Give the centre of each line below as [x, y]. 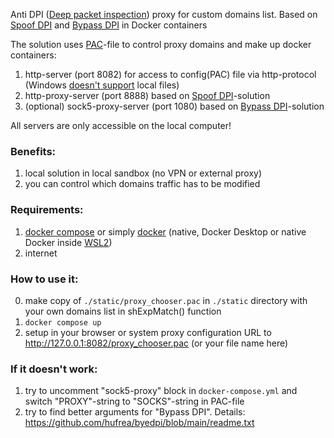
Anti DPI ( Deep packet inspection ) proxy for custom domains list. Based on [164, 14]
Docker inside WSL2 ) [68, 242]
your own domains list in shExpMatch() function [123, 311]
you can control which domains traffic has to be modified [142, 184]
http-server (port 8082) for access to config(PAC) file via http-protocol [170, 74]
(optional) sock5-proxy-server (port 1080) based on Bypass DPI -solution [174, 106]
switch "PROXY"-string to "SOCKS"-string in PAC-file [134, 401]
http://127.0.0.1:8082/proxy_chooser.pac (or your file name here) [156, 343]
